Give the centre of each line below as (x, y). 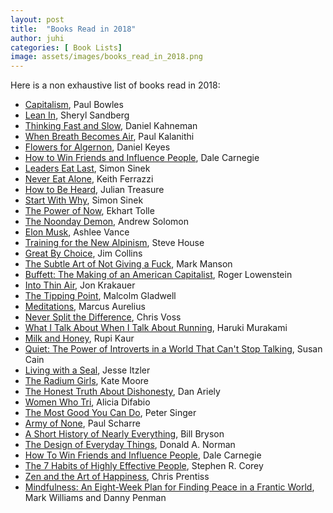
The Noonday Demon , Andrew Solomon (106, 222)
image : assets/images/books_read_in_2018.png (106, 57)
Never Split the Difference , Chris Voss (103, 317)
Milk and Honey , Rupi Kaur (79, 338)
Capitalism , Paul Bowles (74, 105)
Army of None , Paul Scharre (82, 423)
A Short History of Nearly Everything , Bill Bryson (124, 434)
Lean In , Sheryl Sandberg (77, 115)
